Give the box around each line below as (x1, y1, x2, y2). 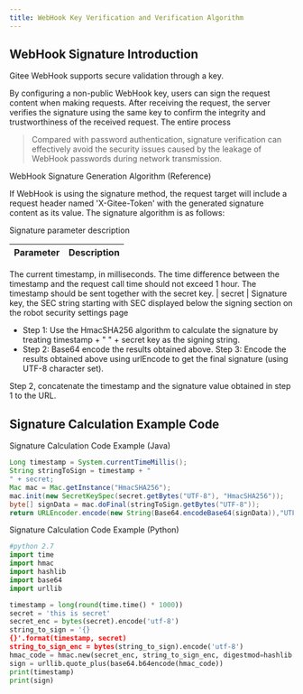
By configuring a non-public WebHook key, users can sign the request (9, 88, 271, 99)
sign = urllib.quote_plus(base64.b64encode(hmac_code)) (9, 659, 224, 668)
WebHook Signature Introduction (9, 47, 198, 62)
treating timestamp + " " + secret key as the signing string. (22, 335, 241, 346)
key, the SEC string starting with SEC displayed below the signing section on (9, 298, 293, 309)
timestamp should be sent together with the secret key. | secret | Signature (9, 288, 288, 299)
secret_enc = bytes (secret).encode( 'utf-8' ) (9, 617, 179, 626)
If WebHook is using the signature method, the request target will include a (9, 189, 288, 199)
